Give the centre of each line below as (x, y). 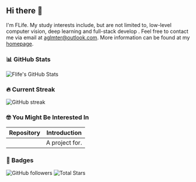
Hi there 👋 (24, 11)
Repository (25, 133)
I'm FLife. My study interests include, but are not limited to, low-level (89, 25)
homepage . (20, 43)
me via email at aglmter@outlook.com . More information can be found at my (98, 37)
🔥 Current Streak (31, 90)
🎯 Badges (20, 160)
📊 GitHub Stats (28, 59)
